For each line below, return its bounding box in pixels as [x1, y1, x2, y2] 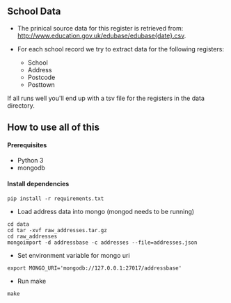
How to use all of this [7, 122, 99, 133]
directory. [7, 101, 35, 110]
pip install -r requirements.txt [7, 195, 104, 202]
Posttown [27, 80, 56, 89]
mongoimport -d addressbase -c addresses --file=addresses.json [7, 239, 198, 246]
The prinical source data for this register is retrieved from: [17, 24, 184, 32]
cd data [7, 220, 30, 228]
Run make [17, 277, 47, 285]
